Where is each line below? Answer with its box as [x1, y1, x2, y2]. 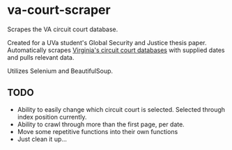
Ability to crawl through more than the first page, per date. [17, 120, 185, 128]
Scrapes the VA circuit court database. [7, 25, 118, 33]
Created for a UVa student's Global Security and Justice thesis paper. [7, 38, 207, 47]
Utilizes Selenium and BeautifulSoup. [7, 67, 114, 75]
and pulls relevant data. [7, 53, 75, 61]
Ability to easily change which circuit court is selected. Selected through [17, 105, 225, 113]
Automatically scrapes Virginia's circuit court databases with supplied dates [7, 46, 225, 54]
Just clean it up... [17, 135, 68, 143]
